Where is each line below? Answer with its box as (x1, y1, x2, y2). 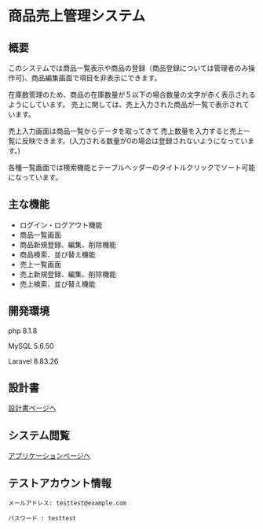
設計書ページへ (8, 403, 57, 413)
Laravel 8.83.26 (8, 356, 59, 366)
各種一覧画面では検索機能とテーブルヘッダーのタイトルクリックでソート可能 (8, 163, 256, 172)
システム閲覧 (8, 428, 71, 442)
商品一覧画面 (19, 230, 61, 239)
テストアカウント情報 (8, 476, 111, 490)
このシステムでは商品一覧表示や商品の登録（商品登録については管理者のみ (8, 64, 249, 72)
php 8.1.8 (8, 326, 38, 335)
